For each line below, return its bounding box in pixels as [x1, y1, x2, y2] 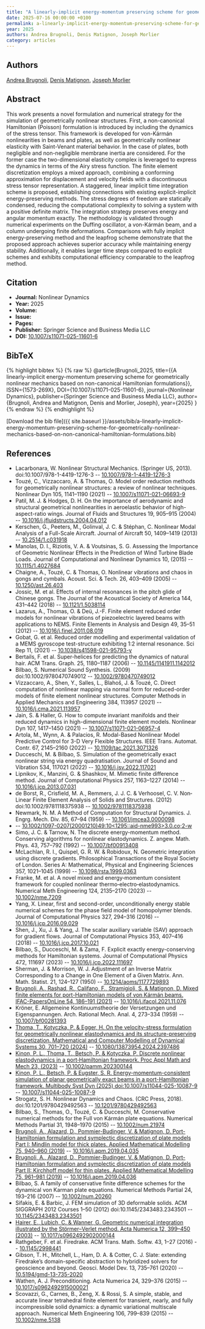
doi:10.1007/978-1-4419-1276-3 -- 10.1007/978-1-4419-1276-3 [15, 471, 171, 478]
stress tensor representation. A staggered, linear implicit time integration [6, 182, 189, 189]
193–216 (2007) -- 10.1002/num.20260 [15, 1193, 112, 1200]
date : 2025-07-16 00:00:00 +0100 [6, 15, 92, 21]
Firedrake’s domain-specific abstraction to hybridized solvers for [15, 1258, 178, 1265]
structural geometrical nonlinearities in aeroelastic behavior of [15, 504, 172, 511]
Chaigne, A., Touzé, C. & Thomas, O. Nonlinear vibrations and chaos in [15, 568, 193, 576]
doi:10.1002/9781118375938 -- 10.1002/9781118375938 [15, 803, 151, 810]
